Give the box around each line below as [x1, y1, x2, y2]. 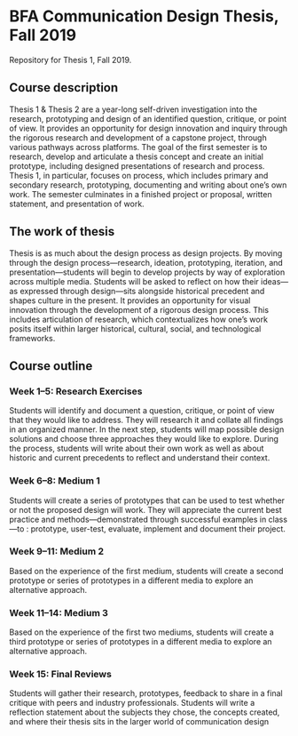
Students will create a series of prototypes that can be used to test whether [9, 495, 286, 506]
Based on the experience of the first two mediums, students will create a [9, 627, 275, 637]
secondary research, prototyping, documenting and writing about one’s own [9, 180, 287, 190]
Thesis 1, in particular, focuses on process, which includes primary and [9, 170, 269, 180]
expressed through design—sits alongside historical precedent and [20, 285, 265, 296]
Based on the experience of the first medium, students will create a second [9, 565, 284, 576]
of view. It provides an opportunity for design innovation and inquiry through [9, 123, 288, 133]
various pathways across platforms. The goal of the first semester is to [9, 141, 268, 152]
